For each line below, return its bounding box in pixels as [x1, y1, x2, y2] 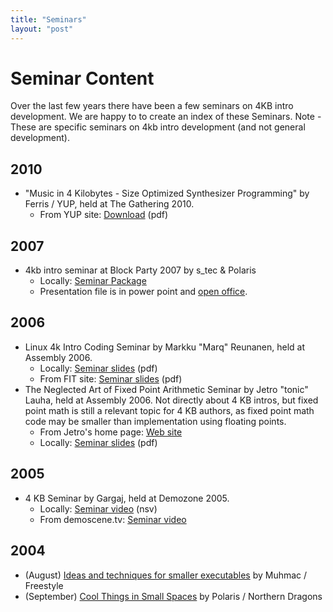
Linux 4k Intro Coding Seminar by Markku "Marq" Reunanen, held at [24, 341, 306, 353]
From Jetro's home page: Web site [39, 426, 183, 438]
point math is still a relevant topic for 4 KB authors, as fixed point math [24, 404, 315, 416]
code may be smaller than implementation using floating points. [24, 415, 287, 427]
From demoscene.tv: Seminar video [39, 513, 187, 525]
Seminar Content [10, 67, 155, 90]
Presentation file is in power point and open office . [39, 286, 248, 298]
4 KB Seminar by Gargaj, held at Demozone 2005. [24, 492, 230, 504]
